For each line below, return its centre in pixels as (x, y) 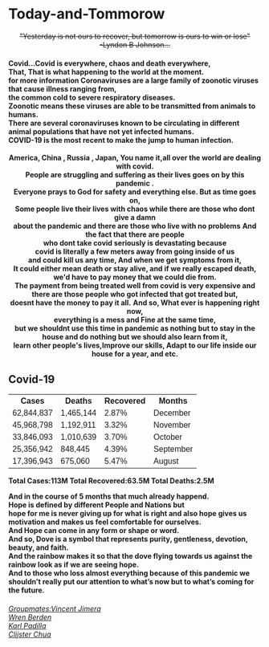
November (172, 425)
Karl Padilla (27, 625)
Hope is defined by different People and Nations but (96, 505)
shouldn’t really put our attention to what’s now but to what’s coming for (131, 581)
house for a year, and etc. (135, 354)
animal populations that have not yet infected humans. (101, 131)
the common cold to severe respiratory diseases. (92, 97)
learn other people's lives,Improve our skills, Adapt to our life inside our (135, 345)
